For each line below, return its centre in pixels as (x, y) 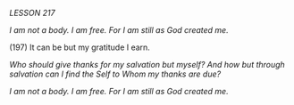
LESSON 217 (32, 13)
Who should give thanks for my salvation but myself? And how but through (147, 65)
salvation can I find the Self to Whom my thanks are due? (115, 74)
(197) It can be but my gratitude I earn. (80, 47)
